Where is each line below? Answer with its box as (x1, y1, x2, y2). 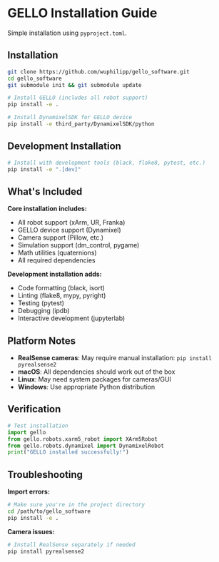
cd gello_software (7, 75, 62, 82)
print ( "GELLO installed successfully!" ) (7, 449, 130, 456)
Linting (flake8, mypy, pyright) (17, 291, 106, 300)
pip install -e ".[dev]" (7, 165, 81, 173)
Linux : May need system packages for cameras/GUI (17, 375, 171, 384)
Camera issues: (7, 527, 55, 536)
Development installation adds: (7, 270, 102, 279)
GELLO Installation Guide (7, 5, 158, 21)
